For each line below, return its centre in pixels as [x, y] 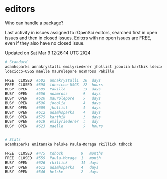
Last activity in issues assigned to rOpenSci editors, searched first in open [81, 32]
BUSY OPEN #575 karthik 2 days [53, 117]
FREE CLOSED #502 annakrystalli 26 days [53, 80]
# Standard [16, 62]
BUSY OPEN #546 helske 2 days [52, 172]
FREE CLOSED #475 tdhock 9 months [54, 153]
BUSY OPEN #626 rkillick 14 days [52, 163]
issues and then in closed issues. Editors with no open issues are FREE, [78, 38]
